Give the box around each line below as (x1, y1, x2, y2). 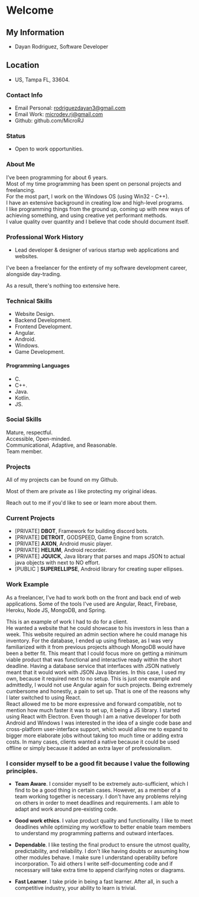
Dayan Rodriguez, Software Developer (14, 43, 108, 50)
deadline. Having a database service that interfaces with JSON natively (6, 662, 180, 669)
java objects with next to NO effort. (14, 559, 100, 566)
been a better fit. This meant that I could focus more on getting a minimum (6, 650, 188, 657)
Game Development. (14, 349, 65, 356)
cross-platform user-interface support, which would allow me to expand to (6, 725, 188, 732)
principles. (6, 767, 38, 775)
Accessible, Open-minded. (6, 435, 72, 442)
